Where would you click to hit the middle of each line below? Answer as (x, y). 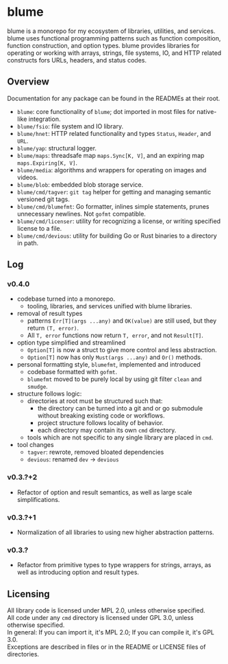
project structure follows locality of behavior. (101, 423)
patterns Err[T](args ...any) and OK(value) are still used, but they (122, 321)
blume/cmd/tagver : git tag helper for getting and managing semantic (114, 192)
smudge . (37, 387)
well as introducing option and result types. (78, 572)
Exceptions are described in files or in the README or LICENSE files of (106, 647)
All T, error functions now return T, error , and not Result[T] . (115, 335)
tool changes (35, 445)
